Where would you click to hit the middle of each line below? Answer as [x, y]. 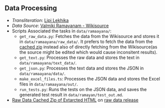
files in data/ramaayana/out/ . [49, 84]
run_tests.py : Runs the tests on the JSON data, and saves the [83, 89]
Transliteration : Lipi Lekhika [40, 20]
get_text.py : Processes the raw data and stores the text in [80, 57]
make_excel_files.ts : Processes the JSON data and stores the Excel [90, 78]
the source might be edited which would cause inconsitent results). [88, 52]
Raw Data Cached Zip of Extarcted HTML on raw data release [75, 100]
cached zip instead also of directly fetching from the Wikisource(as [88, 46]
